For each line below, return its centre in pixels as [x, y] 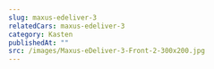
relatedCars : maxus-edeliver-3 [67, 26]
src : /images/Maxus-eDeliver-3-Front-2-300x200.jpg [107, 51]
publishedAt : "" [39, 43]
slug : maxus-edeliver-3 [53, 17]
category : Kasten [41, 34]
